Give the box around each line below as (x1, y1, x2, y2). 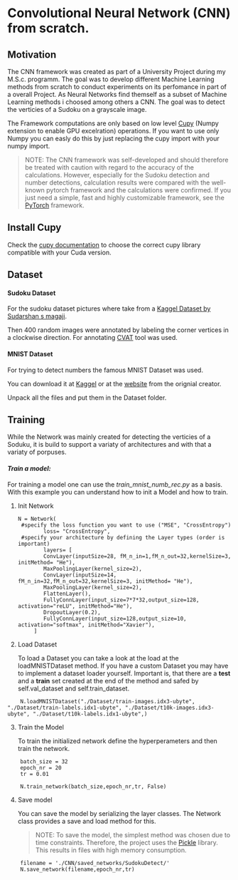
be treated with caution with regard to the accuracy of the (24, 163, 194, 172)
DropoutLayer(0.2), (43, 609, 101, 616)
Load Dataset (17, 640, 58, 648)
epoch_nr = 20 (20, 764, 62, 771)
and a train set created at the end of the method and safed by (17, 676, 199, 685)
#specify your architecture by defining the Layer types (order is (21, 534, 225, 541)
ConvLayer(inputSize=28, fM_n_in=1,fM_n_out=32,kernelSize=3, (43, 552, 232, 560)
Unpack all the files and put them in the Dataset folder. (7, 393, 167, 402)
